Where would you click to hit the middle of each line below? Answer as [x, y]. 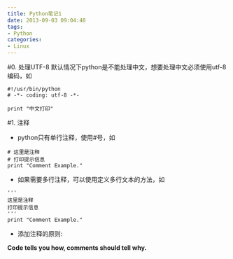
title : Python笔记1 [35, 14]
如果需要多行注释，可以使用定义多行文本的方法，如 [91, 180]
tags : [15, 27]
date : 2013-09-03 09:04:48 [47, 20]
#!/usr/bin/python [34, 89]
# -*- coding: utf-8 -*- [43, 95]
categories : [24, 40]
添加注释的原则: [40, 234]
